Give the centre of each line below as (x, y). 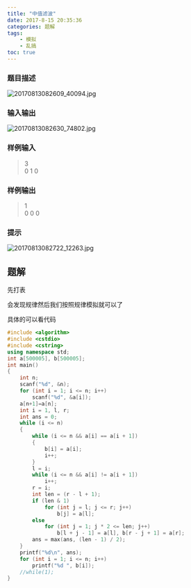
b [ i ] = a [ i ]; (63, 449)
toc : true (22, 53)
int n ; (29, 378)
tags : (15, 33)
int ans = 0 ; (39, 417)
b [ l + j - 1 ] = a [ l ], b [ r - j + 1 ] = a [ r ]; (121, 533)
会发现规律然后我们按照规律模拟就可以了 (65, 305)
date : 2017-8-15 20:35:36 (44, 20)
